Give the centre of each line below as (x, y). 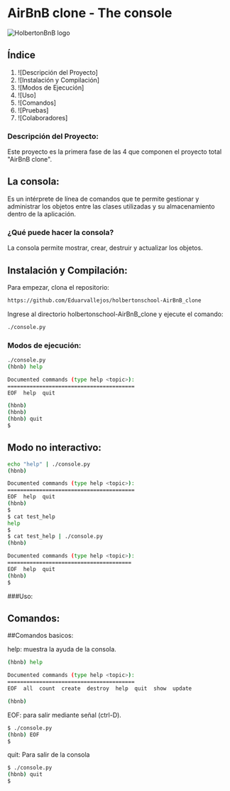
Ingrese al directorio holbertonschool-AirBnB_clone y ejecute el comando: (115, 314)
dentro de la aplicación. (42, 214)
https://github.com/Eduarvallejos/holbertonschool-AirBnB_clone (104, 300)
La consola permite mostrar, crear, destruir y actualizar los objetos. (105, 248)
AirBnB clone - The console (90, 13)
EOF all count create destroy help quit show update (100, 688)
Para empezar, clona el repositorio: (59, 287)
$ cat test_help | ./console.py (55, 536)
